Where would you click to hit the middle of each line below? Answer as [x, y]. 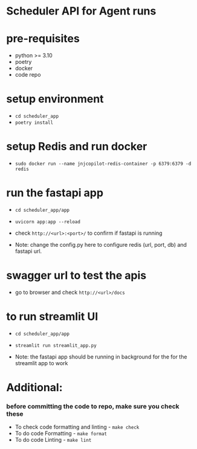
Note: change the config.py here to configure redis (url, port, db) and [101, 244]
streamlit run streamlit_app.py [56, 345]
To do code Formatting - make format [61, 433]
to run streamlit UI [52, 317]
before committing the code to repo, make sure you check [93, 406]
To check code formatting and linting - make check [77, 427]
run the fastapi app [55, 193]
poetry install [34, 123]
